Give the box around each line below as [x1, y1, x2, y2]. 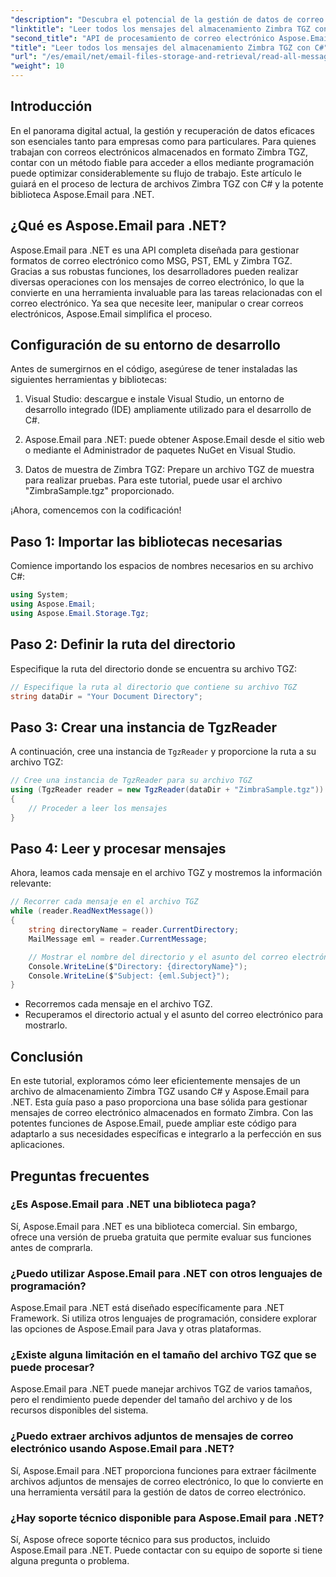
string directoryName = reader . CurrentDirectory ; [28, 925, 240, 935]
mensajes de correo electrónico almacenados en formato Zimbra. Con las [10, 1107, 314, 1119]
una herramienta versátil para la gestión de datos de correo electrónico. [10, 1486, 307, 1498]
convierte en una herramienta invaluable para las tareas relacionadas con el [10, 286, 323, 298]
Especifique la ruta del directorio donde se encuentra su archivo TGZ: [10, 662, 298, 675]
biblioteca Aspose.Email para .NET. [10, 188, 155, 200]
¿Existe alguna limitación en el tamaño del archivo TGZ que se [10, 1348, 317, 1362]
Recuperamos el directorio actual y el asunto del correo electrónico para [24, 1009, 324, 1021]
